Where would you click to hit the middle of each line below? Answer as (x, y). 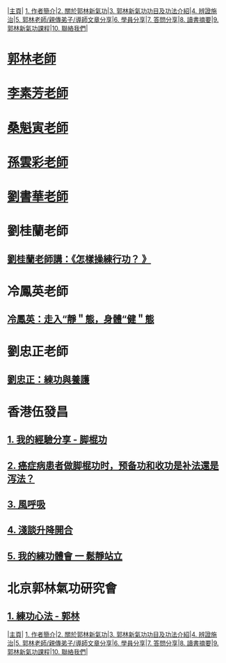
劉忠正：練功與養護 (48, 380)
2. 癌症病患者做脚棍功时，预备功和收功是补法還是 (113, 465)
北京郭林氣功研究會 (62, 589)
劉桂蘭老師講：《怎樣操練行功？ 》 (79, 259)
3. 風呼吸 (26, 505)
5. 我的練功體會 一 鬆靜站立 (65, 556)
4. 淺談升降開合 (40, 530)
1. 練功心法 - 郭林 (43, 616)
